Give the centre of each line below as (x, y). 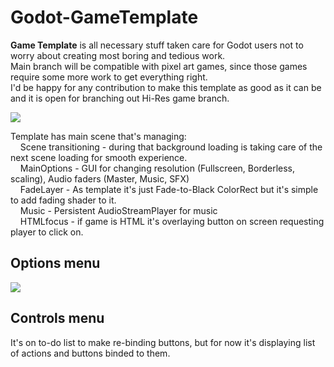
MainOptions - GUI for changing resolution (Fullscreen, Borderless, (157, 168)
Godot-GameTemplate (104, 17)
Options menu (55, 263)
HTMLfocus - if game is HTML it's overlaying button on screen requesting (172, 221)
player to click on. (47, 232)
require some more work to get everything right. (109, 77)
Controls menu (57, 318)
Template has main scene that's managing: (98, 136)
